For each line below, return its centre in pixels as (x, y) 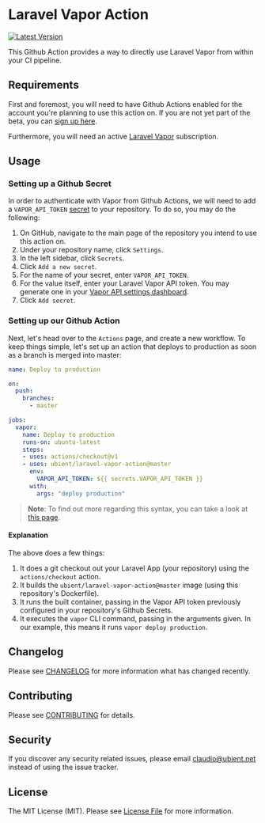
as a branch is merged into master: (65, 355)
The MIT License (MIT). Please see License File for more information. (121, 811)
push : (25, 391)
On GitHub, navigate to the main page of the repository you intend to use (138, 233)
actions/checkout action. (60, 576)
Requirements (44, 85)
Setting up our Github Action (64, 320)
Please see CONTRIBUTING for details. (72, 715)
